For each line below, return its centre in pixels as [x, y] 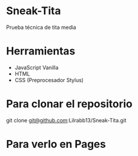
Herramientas [41, 51]
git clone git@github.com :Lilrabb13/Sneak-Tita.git [66, 120]
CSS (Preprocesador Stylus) [49, 80]
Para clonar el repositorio [69, 104]
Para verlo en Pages [56, 144]
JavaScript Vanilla [37, 67]
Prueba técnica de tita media [41, 27]
